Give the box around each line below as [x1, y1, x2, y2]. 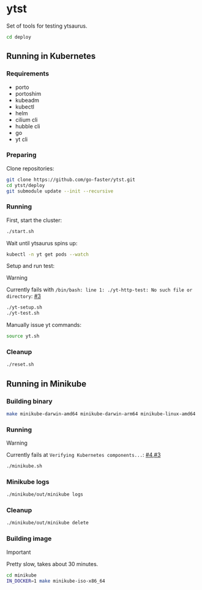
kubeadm [15, 96, 40, 104]
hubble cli [15, 122, 40, 130]
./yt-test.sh [6, 310, 40, 316]
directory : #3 [6, 293, 41, 300]
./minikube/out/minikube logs [6, 491, 84, 498]
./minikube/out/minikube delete [6, 520, 89, 526]
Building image [6, 534, 52, 543]
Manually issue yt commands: [6, 321, 81, 329]
